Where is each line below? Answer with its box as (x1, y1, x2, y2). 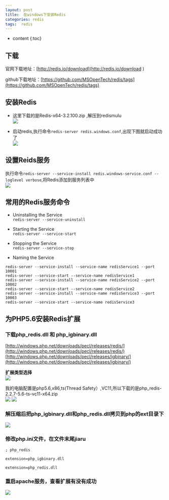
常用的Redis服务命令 (5, 198, 70, 206)
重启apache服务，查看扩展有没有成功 (5, 478, 97, 485)
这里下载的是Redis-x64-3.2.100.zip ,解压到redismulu (12, 112, 122, 118)
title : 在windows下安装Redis (5, 12, 66, 17)
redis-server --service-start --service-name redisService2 (5, 286, 135, 291)
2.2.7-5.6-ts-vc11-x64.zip (5, 391, 58, 397)
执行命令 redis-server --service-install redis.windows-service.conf (5, 170, 153, 176)
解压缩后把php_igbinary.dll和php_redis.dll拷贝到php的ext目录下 (5, 410, 164, 418)
